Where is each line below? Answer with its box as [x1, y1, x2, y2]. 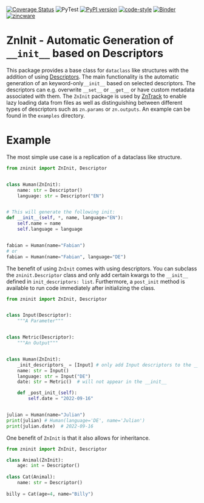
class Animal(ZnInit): [6, 457, 64, 463]
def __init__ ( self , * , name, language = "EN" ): [6, 215, 123, 221]
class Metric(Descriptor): [6, 334, 75, 340]
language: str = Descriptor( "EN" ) [17, 192, 104, 199]
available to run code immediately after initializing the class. [6, 284, 156, 292]
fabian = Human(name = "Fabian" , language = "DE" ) [6, 253, 126, 260]
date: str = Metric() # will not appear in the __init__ [17, 379, 167, 385]
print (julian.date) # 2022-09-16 [6, 423, 94, 429]
